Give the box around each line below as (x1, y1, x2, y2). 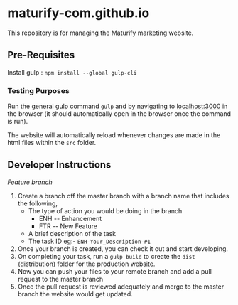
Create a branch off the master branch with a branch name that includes (17, 191, 229, 200)
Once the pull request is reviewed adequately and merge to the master (17, 282, 225, 291)
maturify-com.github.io (7, 5, 150, 21)
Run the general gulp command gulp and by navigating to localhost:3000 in (7, 102, 228, 111)
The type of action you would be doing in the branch (28, 206, 183, 215)
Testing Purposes (7, 85, 70, 95)
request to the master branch (17, 274, 104, 283)
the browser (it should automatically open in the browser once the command (7, 109, 232, 118)
